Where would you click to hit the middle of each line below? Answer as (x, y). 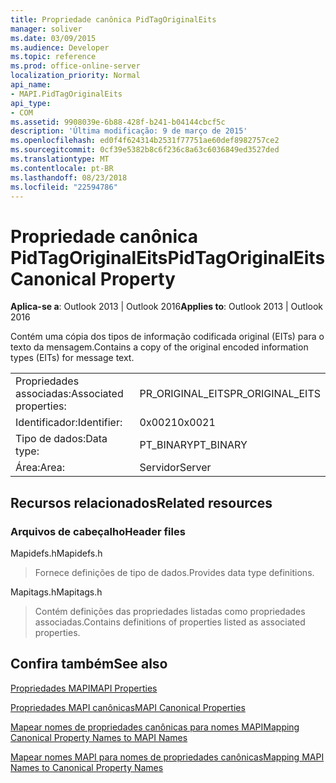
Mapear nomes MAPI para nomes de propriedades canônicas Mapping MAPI (167, 757)
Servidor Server (175, 468)
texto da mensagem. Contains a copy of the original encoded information (159, 347)
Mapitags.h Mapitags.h (56, 592)
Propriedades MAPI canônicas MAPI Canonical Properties (128, 707)
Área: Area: (40, 468)
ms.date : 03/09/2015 (53, 38)
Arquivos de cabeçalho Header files (98, 531)
